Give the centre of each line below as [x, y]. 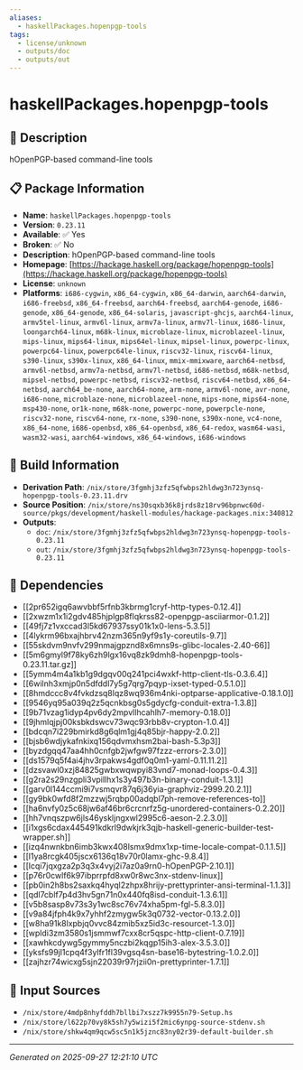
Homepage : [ [47, 264]
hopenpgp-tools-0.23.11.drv [75, 496]
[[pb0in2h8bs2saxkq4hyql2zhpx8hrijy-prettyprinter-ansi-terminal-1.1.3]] [156, 885]
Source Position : [54, 504]
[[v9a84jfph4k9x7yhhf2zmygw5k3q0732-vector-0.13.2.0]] [131, 914]
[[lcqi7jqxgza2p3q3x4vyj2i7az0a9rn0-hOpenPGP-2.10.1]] [128, 866]
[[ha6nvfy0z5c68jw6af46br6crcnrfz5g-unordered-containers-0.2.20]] [154, 808]
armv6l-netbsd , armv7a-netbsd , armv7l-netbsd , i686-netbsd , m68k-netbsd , [156, 369]
